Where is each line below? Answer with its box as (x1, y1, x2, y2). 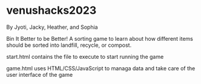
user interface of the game (6, 71, 73, 78)
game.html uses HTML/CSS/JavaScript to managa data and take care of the (6, 64, 196, 72)
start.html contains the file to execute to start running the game (6, 53, 164, 60)
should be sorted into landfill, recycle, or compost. (6, 41, 132, 49)
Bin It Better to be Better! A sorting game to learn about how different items (6, 35, 194, 42)
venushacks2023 (6, 4, 97, 17)
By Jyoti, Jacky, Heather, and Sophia (6, 23, 98, 31)
